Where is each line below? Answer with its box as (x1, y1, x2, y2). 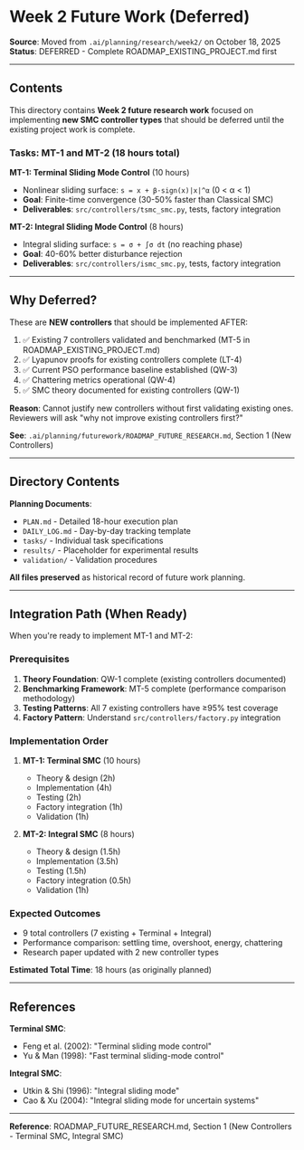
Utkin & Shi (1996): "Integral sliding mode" (22, 1086, 180, 1097)
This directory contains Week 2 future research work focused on (9, 104, 253, 115)
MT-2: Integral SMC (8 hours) (22, 829, 136, 840)
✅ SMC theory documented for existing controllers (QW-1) (22, 385, 240, 395)
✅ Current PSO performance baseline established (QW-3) (22, 364, 238, 375)
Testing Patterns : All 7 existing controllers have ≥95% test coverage (22, 702, 279, 713)
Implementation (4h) (35, 783, 113, 794)
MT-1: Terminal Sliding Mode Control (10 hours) (9, 167, 190, 178)
